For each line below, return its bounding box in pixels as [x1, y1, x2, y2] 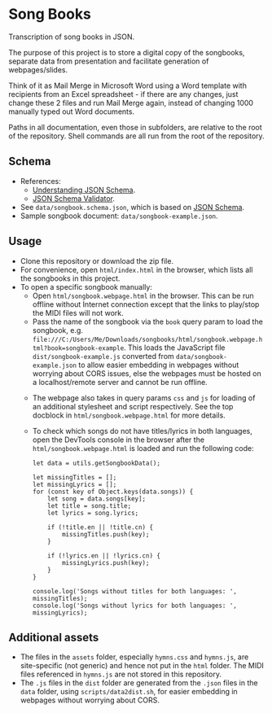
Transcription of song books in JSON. [8, 32, 135, 42]
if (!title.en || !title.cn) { [47, 523, 153, 531]
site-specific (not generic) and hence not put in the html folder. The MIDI [20, 661, 265, 671]
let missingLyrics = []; [32, 480, 117, 488]
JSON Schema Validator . [32, 193, 116, 203]
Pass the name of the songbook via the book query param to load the [32, 317, 263, 326]
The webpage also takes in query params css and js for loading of [32, 392, 256, 403]
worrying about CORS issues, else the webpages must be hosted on [32, 368, 262, 378]
